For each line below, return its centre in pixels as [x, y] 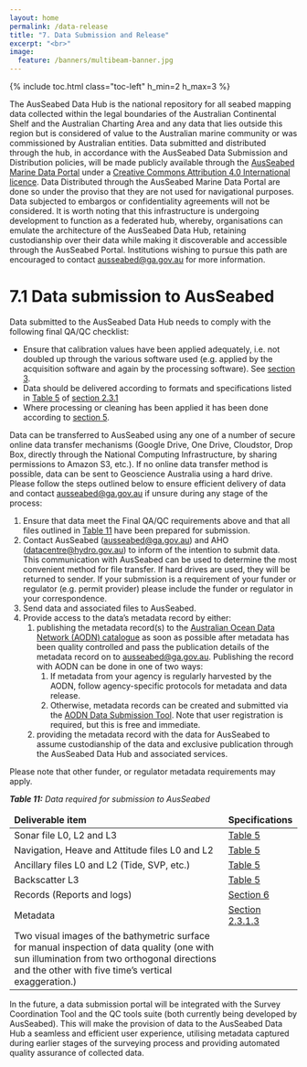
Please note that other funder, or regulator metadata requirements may [143, 771]
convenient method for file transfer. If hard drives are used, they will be [156, 569]
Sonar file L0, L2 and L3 [65, 835]
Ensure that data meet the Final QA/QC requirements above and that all [156, 520]
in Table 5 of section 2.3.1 [70, 398]
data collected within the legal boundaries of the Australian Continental [143, 114]
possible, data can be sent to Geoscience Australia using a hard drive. [141, 474]
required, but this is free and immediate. [125, 724]
